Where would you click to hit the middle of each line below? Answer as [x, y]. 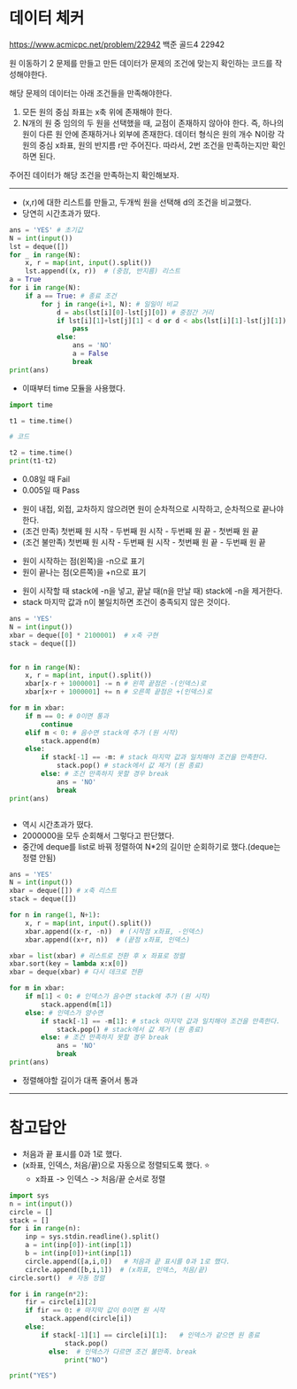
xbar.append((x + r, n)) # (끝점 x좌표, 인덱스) [108, 940]
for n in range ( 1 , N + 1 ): [55, 915]
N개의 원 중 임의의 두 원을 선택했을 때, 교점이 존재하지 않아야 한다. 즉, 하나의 [153, 123]
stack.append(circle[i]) [87, 1319]
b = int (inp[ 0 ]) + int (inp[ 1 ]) [79, 1253]
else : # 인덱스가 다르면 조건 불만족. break [122, 1352]
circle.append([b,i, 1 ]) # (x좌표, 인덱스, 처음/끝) [117, 1269]
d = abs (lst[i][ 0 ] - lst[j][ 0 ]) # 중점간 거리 [135, 312]
